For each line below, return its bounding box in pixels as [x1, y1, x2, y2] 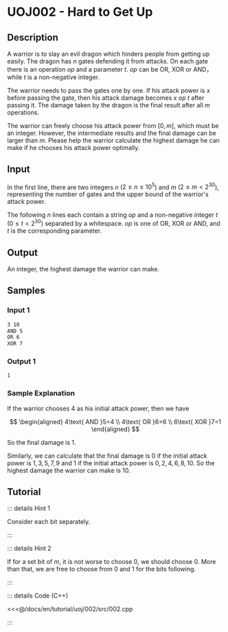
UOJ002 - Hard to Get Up [7, 4, 153, 20]
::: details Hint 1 [7, 504, 50, 513]
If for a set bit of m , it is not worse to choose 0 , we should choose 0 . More [7, 558, 216, 566]
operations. [7, 108, 40, 116]
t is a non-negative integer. [23, 73, 100, 81]
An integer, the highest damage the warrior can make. [7, 264, 160, 273]
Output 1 [7, 357, 36, 366]
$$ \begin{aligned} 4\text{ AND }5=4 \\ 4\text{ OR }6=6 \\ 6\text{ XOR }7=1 [9, 417, 222, 425]
